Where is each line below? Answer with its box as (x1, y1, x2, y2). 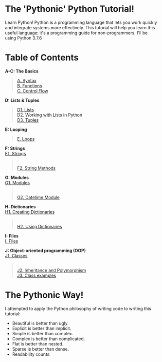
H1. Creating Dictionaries (5, 209, 55, 215)
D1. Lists (17, 107, 34, 112)
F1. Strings (5, 150, 26, 156)
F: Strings (5, 145, 25, 151)
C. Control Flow (17, 88, 49, 93)
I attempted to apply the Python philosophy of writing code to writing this (5, 306, 152, 311)
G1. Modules (5, 180, 30, 185)
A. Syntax (17, 77, 36, 83)
